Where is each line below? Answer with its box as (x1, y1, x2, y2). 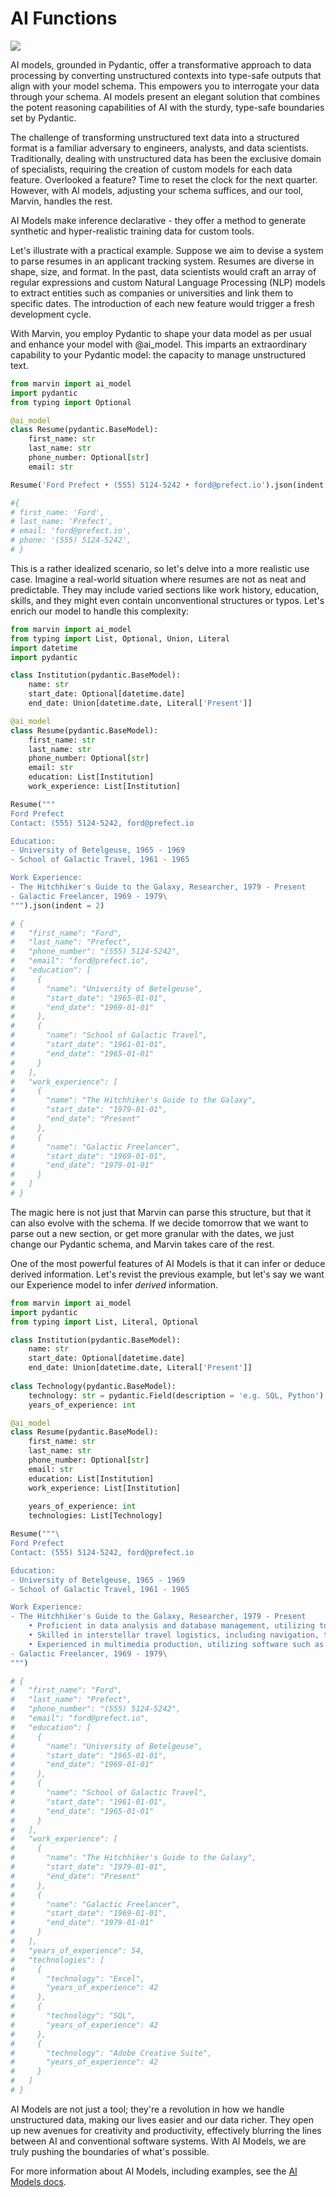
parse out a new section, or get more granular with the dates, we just (10, 1227, 295, 1239)
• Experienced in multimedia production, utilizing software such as (28, 1639, 325, 1649)
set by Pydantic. (10, 112, 77, 124)
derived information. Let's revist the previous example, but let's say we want (10, 1268, 325, 1280)
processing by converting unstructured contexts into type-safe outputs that (10, 69, 322, 81)
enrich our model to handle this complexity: (10, 605, 190, 617)
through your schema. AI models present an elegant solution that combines (10, 90, 321, 102)
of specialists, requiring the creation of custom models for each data (10, 163, 293, 175)
